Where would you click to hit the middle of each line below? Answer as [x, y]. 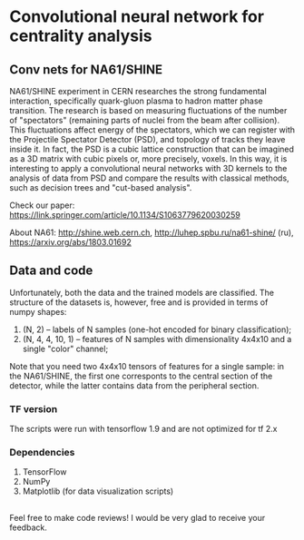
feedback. [28, 527]
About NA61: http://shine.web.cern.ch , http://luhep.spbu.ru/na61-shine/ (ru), [152, 232]
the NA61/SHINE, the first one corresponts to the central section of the [141, 376]
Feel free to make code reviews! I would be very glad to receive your [137, 517]
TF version [34, 408]
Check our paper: [42, 205]
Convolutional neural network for [137, 17]
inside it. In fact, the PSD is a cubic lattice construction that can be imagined [152, 149]
